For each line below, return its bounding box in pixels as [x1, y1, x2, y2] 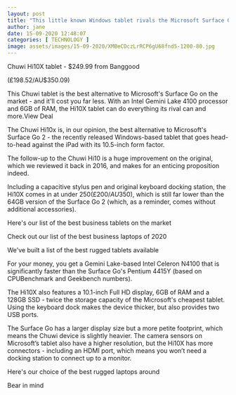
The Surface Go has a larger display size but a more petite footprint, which [7, 324, 223, 332]
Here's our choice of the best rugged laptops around [7, 368, 160, 376]
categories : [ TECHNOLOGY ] [7, 37, 90, 44]
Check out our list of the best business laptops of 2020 [7, 233, 167, 240]
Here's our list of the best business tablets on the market [7, 219, 172, 227]
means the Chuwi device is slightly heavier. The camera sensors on [7, 332, 202, 339]
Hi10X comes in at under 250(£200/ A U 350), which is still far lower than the [7, 190, 225, 198]
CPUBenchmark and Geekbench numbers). [7, 275, 133, 283]
